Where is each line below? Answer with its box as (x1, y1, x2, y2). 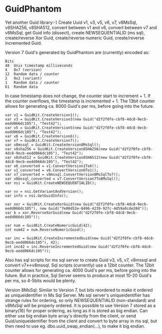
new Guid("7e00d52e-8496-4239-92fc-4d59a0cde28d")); (39, 206, 149, 211)
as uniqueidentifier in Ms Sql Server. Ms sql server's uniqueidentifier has (5, 292, 150, 298)
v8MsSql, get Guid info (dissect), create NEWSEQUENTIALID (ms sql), (5, 30, 145, 35)
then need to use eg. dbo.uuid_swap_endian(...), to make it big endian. (5, 323, 146, 329)
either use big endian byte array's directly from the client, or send (5, 313, 136, 318)
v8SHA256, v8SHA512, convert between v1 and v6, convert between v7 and (5, 24, 157, 30)
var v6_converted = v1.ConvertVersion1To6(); (5, 164, 98, 168)
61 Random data (5, 84, 38, 89)
